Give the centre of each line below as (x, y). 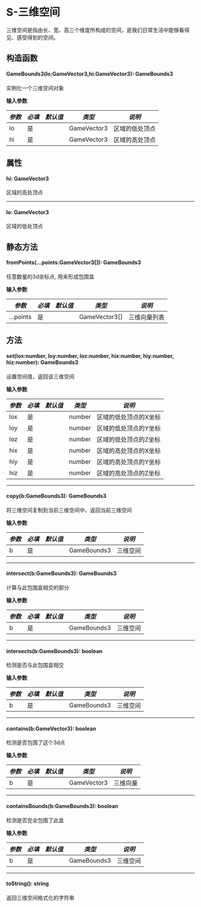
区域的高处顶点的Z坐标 (129, 473)
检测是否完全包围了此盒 (35, 820)
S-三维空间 (33, 12)
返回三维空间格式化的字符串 (40, 897)
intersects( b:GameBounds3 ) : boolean (54, 651)
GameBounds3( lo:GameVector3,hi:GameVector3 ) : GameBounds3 (90, 74)
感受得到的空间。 (37, 37)
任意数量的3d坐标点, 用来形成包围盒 (50, 277)
